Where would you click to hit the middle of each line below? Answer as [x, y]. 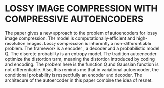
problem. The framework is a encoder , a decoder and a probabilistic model [82, 48]
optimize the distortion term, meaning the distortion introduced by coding [80, 59]
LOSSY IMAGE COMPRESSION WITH [81, 9]
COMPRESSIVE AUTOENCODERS [74, 19]
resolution [15, 43]
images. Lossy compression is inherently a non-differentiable [89, 43]
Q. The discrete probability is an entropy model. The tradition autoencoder [81, 54]
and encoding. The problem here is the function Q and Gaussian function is [82, 64]
